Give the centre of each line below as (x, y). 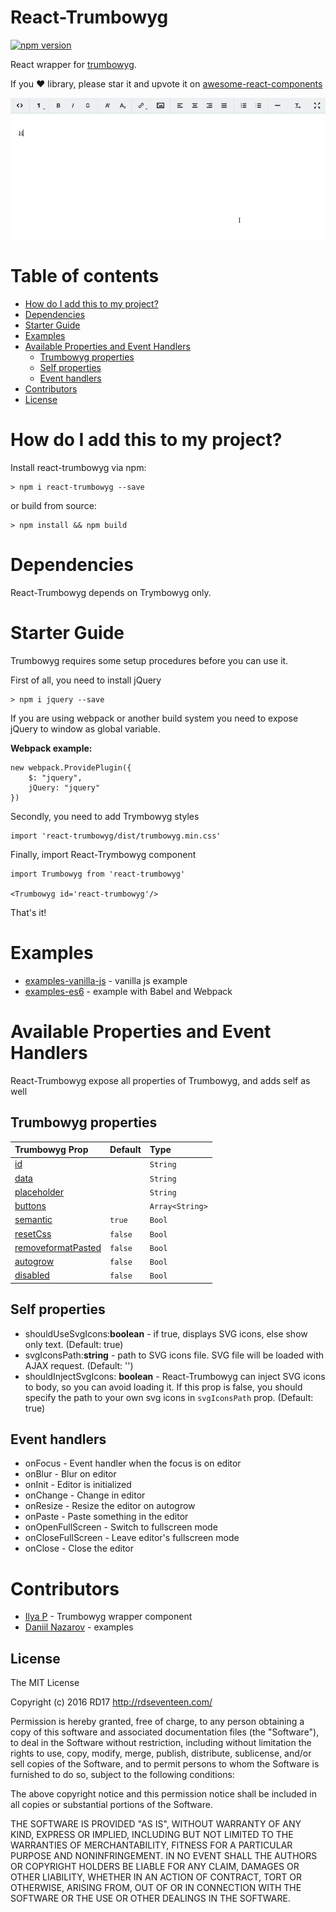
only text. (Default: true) (74, 1344)
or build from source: (53, 505)
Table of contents (85, 276)
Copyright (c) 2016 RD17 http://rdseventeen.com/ (111, 1702)
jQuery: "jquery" (64, 787)
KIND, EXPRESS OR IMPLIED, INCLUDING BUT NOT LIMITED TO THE (152, 1835)
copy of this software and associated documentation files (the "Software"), (165, 1732)
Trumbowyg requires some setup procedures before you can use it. (149, 660)
